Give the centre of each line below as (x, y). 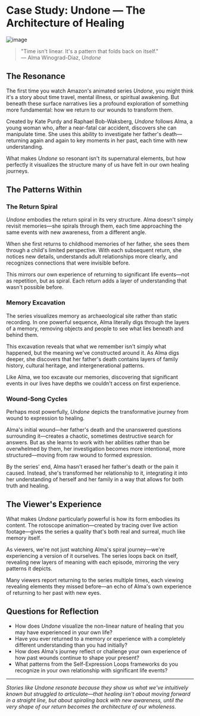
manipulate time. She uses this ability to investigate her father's (84, 134)
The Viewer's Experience (54, 504)
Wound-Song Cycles (37, 399)
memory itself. (24, 537)
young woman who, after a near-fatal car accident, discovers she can (91, 127)
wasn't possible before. (35, 287)
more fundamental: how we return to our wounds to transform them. (90, 110)
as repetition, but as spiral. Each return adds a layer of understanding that (96, 281)
